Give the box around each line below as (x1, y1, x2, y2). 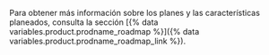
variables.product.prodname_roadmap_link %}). (9, 35, 187, 46)
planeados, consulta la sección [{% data (9, 17, 159, 27)
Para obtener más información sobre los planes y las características (9, 8, 260, 18)
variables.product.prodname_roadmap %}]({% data (9, 27, 200, 36)
